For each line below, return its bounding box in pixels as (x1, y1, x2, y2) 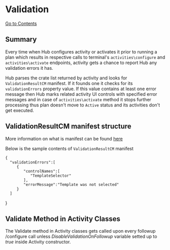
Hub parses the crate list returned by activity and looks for (5, 75, 127, 81)
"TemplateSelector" (30, 173, 72, 178)
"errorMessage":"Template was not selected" (23, 182, 119, 187)
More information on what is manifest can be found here (5, 135, 123, 142)
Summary (5, 35, 37, 44)
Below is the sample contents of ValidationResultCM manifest (5, 145, 133, 151)
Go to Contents (5, 20, 37, 26)
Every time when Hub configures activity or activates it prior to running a (5, 48, 157, 54)
